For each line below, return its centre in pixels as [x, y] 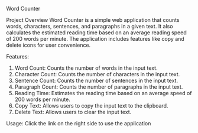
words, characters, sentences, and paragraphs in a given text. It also [90, 26]
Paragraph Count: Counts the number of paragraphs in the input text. [99, 87]
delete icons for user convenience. [48, 45]
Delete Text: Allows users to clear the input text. [73, 112]
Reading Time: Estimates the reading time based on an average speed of [103, 93]
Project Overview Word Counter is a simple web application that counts [93, 20]
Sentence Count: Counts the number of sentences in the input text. [96, 80]
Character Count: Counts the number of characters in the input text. [97, 74]
